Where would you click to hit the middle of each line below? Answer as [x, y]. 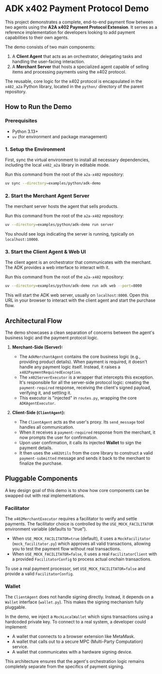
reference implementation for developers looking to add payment [70, 32]
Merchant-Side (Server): [37, 347]
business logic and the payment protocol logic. [52, 337]
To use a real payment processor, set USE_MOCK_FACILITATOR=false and [75, 569]
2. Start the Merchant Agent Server [47, 196]
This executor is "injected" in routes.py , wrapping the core [78, 398]
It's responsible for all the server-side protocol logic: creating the [84, 382]
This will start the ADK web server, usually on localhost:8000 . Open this [77, 295]
